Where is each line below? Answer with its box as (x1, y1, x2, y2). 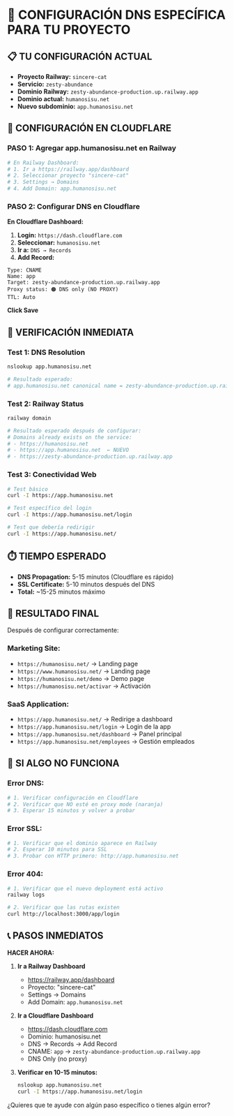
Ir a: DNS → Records (17, 246, 72, 254)
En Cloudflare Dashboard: (7, 217, 84, 226)
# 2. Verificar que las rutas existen (7, 904, 120, 911)
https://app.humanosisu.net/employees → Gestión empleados (17, 737, 195, 745)
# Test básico (7, 485, 49, 492)
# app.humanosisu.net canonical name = (7, 382, 123, 389)
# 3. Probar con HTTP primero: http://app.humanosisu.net (7, 853, 179, 860)
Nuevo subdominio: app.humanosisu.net (17, 102, 134, 110)
